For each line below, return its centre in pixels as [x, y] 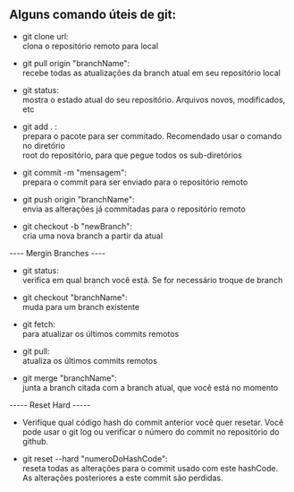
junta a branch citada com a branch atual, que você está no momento [150, 387]
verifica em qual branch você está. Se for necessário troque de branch [152, 280]
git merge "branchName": [70, 378]
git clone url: [45, 36]
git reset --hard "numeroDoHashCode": [95, 458]
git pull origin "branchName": [76, 63]
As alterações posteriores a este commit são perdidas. [122, 478]
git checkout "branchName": [75, 297]
